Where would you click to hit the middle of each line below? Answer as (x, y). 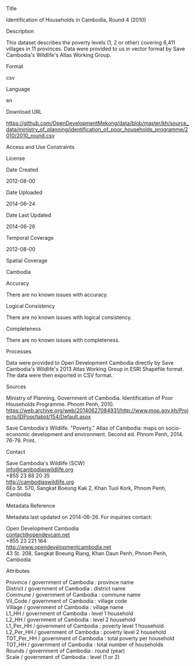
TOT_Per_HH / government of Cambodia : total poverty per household (90, 638)
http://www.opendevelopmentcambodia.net (59, 547)
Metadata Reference (31, 506)
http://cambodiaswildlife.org (40, 482)
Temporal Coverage (30, 238)
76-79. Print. (21, 440)
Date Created (22, 170)
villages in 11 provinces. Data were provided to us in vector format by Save (96, 49)
